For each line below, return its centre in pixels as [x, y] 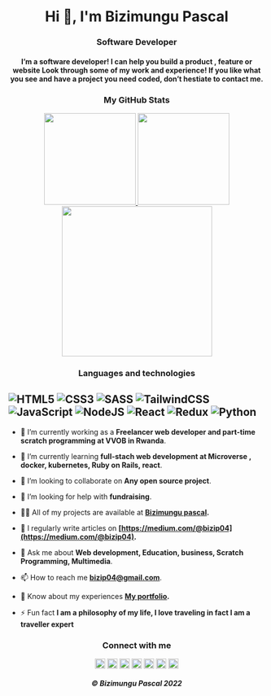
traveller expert [47, 624]
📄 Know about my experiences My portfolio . [95, 596]
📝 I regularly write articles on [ [71, 527]
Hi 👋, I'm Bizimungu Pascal [137, 17]
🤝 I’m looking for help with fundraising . [86, 497]
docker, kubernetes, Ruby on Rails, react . [91, 465]
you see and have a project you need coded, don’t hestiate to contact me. [137, 79]
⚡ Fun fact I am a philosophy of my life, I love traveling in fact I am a [135, 612]
